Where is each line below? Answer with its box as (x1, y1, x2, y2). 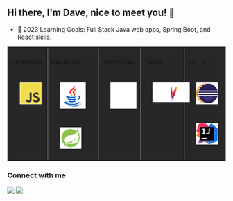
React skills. (17, 33, 52, 41)
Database (101, 58, 135, 67)
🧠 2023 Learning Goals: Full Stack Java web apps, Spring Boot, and (17, 25, 211, 33)
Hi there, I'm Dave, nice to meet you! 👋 (7, 7, 175, 19)
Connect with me (7, 171, 66, 180)
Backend (51, 58, 81, 67)
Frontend (11, 58, 43, 67)
